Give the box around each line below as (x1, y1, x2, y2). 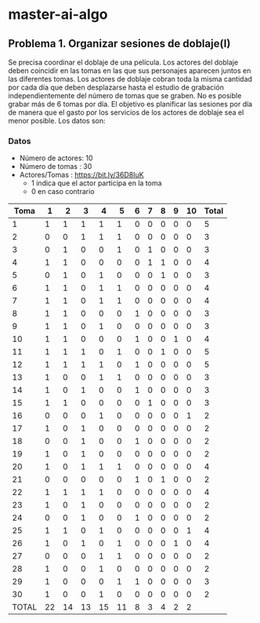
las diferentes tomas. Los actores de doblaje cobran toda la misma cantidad (8, 75, 253, 83)
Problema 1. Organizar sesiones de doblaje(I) (8, 37, 231, 50)
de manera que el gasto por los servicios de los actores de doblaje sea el (8, 108, 244, 117)
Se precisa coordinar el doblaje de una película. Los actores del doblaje (8, 57, 239, 67)
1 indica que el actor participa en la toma (31, 178, 162, 188)
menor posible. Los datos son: (8, 116, 106, 125)
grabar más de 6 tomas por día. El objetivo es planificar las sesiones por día (8, 100, 253, 108)
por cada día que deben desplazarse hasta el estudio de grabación (8, 82, 225, 92)
